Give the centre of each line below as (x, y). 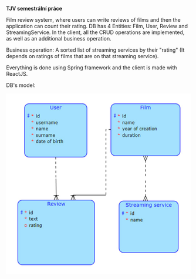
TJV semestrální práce (34, 9)
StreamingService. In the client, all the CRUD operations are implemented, (95, 32)
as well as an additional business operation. (59, 38)
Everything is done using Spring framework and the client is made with (92, 68)
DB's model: (21, 85)
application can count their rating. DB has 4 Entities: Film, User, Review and (97, 26)
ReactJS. (17, 74)
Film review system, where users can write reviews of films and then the (93, 20)
